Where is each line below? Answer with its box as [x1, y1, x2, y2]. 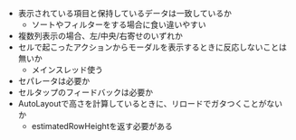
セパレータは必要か [17, 76, 91, 86]
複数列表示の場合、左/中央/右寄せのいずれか [17, 31, 183, 41]
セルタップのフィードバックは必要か [17, 87, 154, 98]
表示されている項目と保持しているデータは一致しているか [17, 8, 233, 18]
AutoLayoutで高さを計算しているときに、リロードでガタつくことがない [17, 98, 283, 108]
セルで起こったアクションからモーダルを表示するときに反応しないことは [17, 42, 288, 52]
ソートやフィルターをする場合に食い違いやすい [31, 19, 206, 30]
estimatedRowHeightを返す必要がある [31, 121, 174, 131]
